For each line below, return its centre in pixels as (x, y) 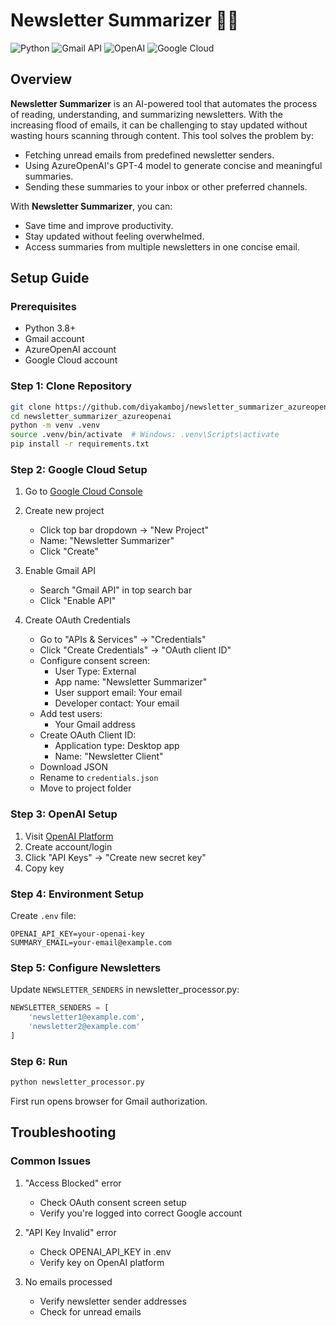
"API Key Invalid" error (70, 1232)
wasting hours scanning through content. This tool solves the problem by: (162, 135)
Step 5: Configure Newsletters (86, 967)
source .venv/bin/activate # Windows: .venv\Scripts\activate (145, 435)
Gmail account (54, 339)
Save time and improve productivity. (99, 225)
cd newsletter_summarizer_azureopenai (91, 416)
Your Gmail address (95, 725)
